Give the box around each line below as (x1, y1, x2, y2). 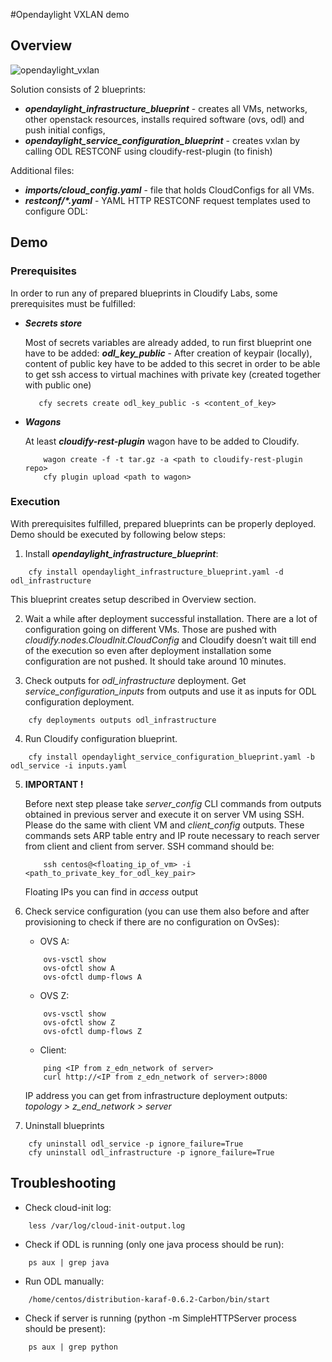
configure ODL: (24, 205, 88, 217)
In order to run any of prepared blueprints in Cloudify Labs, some (10, 287, 278, 299)
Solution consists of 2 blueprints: (10, 83, 147, 95)
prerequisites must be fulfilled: (10, 297, 137, 309)
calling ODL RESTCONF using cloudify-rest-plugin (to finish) (24, 145, 273, 157)
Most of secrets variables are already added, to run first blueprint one (24, 336, 312, 348)
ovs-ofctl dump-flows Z (43, 1026, 142, 1036)
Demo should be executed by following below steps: (10, 528, 226, 540)
